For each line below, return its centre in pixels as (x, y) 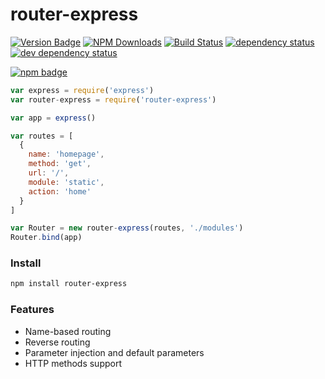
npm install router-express (69, 284)
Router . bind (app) (46, 238)
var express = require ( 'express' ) (82, 90)
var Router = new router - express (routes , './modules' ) (127, 228)
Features (32, 310)
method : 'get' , (60, 164)
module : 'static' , (66, 182)
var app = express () (53, 118)
